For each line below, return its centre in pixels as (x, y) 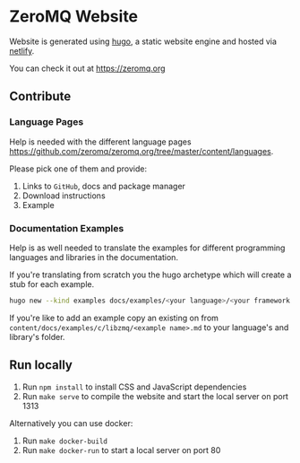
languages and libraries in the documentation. (94, 257)
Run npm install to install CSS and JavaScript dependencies (134, 387)
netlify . (22, 50)
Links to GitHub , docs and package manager (104, 186)
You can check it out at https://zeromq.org (87, 68)
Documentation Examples (67, 228)
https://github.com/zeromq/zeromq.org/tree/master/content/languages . (141, 151)
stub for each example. (52, 284)
